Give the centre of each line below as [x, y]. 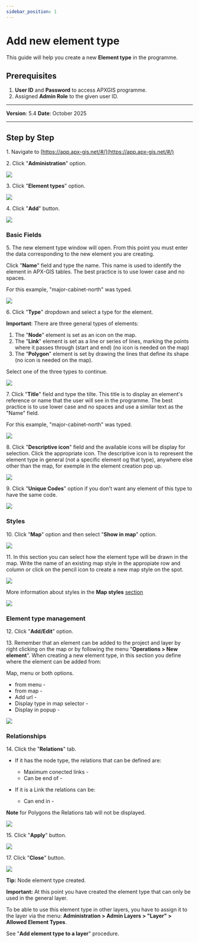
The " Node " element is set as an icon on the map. [76, 335]
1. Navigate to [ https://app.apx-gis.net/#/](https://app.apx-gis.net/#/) [90, 152]
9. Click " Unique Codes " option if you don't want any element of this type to [99, 488]
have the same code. [32, 495]
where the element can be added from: [54, 662]
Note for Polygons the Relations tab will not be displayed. [76, 813]
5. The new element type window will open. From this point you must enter [97, 248]
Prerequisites [31, 75]
